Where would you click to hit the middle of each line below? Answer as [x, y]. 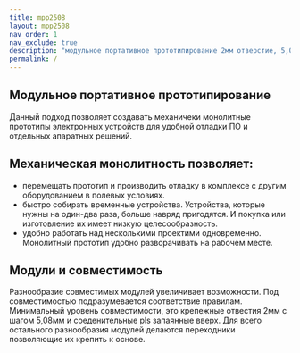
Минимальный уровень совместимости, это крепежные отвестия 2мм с [148, 311]
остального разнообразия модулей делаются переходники [122, 330]
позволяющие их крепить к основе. [77, 340]
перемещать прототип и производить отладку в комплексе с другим [154, 185]
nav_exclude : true [43, 42]
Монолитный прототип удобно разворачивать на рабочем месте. [147, 242]
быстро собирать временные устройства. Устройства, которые [144, 204]
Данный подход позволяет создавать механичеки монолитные [130, 116]
